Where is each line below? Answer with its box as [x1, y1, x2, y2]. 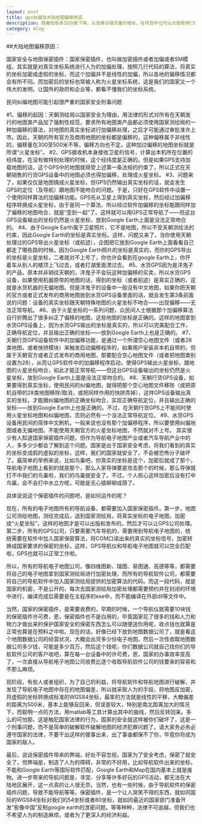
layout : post [6, 8, 39, 15]
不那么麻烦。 [6, 665, 38, 673]
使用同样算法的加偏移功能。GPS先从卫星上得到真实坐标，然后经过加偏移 [11, 194, 191, 201]
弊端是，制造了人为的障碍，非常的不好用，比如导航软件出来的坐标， [26, 758, 196, 766]
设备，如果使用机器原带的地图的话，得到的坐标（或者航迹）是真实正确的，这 [6, 276, 196, 284]
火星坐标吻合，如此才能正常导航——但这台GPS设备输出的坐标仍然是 [16, 367, 186, 374]
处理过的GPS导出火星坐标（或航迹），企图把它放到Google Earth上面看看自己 [6, 239, 194, 246]
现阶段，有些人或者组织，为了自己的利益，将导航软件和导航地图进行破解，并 [6, 679, 196, 686]
